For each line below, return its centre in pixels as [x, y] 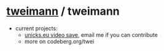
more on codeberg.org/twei [59, 41]
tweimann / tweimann [63, 11]
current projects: [36, 28]
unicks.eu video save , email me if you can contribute [91, 34]
